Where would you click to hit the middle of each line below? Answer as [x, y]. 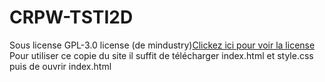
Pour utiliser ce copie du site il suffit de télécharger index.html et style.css [161, 55]
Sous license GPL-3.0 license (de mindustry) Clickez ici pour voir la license [162, 45]
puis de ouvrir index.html [60, 66]
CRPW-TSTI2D [71, 17]
